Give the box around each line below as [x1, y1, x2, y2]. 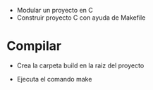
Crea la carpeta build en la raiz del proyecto [16, 61, 145, 70]
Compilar [6, 38, 61, 54]
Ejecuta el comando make [16, 75, 92, 83]
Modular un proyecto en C [16, 6, 93, 14]
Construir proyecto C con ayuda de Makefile [16, 13, 146, 22]
